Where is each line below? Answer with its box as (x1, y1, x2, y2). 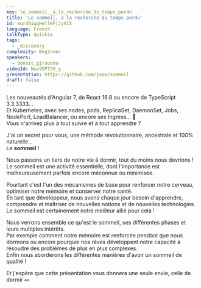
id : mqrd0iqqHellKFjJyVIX (6, 20, 72, 26)
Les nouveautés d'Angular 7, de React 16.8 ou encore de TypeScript (6, 94, 176, 101)
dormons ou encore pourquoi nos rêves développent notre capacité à (6, 239, 181, 246)
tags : (6, 37, 20, 43)
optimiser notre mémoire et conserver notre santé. (6, 187, 133, 195)
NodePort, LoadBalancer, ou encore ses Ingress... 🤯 (6, 113, 136, 121)
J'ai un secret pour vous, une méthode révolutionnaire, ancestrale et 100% (6, 132, 194, 139)
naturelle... (6, 138, 33, 145)
